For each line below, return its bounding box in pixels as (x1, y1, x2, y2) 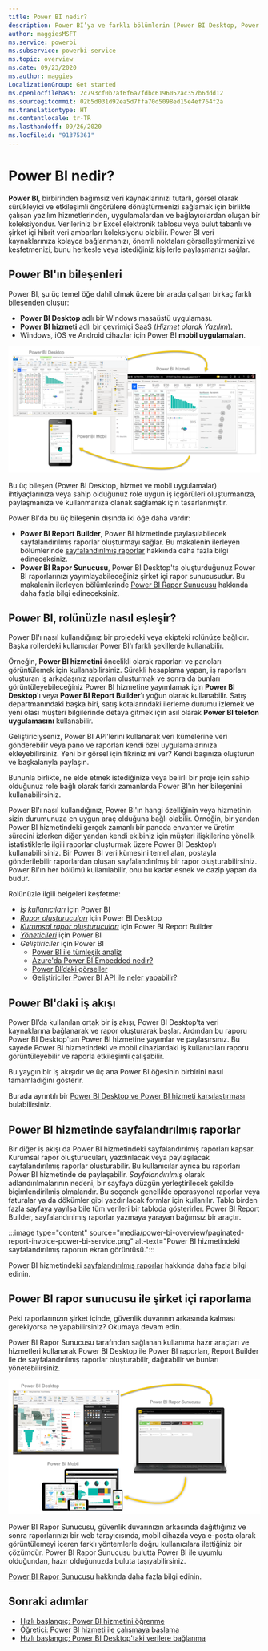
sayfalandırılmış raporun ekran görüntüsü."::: (8, 1245, 155, 1255)
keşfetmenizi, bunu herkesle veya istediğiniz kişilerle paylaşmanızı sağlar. (8, 245, 250, 254)
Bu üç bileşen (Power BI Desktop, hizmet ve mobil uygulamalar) (8, 480, 218, 490)
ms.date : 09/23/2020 (8, 64, 78, 72)
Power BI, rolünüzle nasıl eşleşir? (8, 612, 177, 625)
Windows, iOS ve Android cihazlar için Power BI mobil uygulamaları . (19, 330, 246, 340)
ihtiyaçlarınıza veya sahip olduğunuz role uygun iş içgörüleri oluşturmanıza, (8, 489, 256, 499)
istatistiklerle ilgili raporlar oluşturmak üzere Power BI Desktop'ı (8, 840, 217, 849)
